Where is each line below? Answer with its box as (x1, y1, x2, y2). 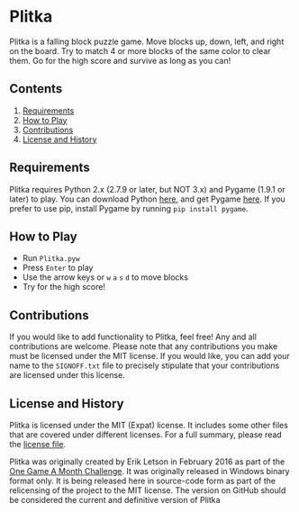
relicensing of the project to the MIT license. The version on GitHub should (9, 485, 286, 496)
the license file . (9, 439, 66, 449)
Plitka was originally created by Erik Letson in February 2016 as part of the (9, 456, 285, 467)
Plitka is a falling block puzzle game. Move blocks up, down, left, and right (9, 36, 285, 47)
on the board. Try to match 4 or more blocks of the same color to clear (9, 45, 272, 56)
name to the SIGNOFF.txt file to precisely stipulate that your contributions (9, 360, 280, 371)
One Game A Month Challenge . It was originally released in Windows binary (9, 466, 290, 476)
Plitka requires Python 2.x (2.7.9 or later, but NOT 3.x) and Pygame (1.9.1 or (9, 184, 285, 194)
